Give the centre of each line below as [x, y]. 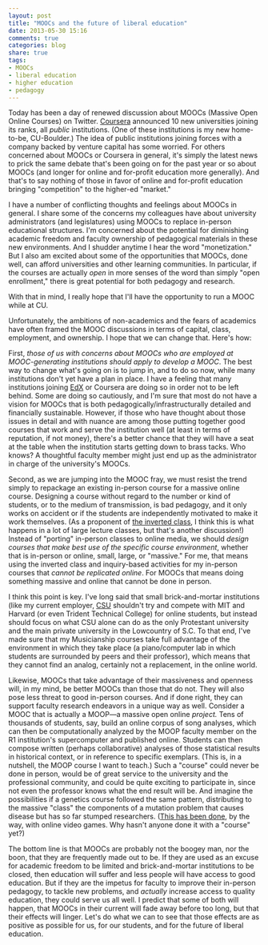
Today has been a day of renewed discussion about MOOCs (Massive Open [133, 113]
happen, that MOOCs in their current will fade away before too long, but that [134, 908]
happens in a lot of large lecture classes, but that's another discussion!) [126, 531]
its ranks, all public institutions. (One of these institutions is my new [119, 130]
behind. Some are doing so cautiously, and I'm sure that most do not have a [133, 396]
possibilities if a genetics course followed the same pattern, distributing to [130, 799]
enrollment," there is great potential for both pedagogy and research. [122, 282]
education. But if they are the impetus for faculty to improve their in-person [132, 883]
